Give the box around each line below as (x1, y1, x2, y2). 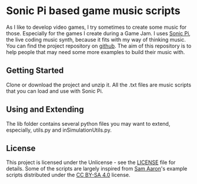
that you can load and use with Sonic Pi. (6, 87, 103, 95)
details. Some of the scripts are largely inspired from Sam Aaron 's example (6, 165, 188, 172)
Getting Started (6, 66, 64, 76)
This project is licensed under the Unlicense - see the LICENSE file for (6, 159, 176, 166)
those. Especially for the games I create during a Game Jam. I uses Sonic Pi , (6, 29, 191, 36)
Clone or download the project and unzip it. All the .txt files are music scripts (6, 81, 192, 88)
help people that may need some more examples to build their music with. (6, 48, 185, 55)
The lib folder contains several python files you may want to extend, (6, 120, 171, 127)
